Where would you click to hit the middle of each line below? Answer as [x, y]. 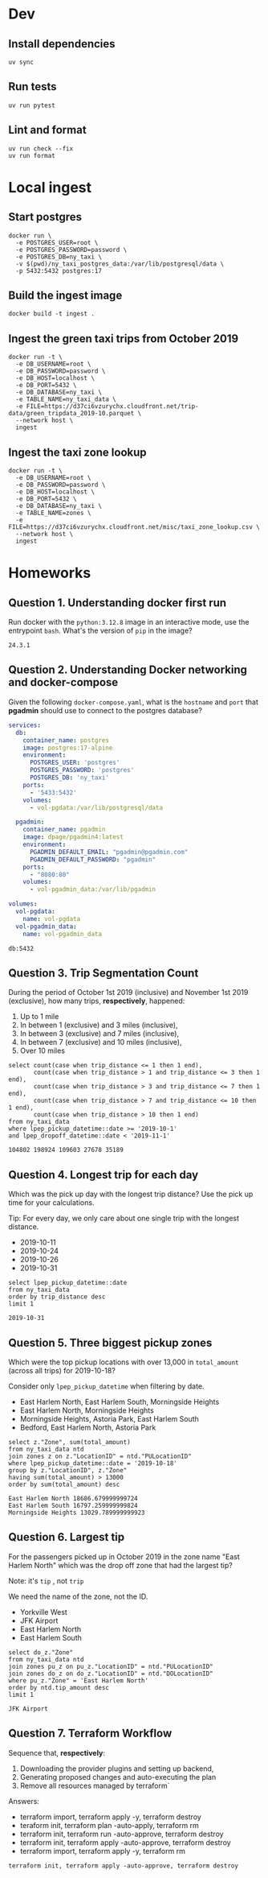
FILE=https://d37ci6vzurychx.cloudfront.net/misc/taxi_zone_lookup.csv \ [134, 527]
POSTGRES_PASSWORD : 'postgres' [82, 770]
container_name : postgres [66, 740]
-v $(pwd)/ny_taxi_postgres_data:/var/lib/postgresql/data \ [120, 264]
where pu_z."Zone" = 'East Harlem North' [79, 1680]
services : [25, 725]
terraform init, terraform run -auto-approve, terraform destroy [122, 1834]
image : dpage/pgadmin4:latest [73, 837]
